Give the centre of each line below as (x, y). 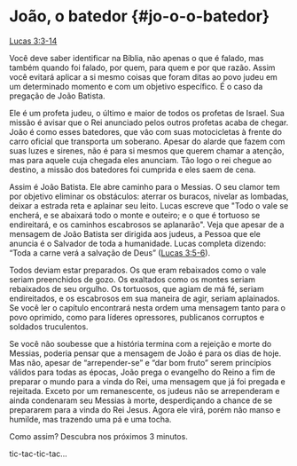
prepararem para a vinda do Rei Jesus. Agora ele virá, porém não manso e (145, 409)
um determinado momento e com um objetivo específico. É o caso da (136, 86)
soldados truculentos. (49, 327)
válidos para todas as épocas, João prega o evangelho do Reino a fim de (142, 372)
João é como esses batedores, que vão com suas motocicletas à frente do (145, 131)
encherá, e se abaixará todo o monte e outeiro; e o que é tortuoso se (135, 215)
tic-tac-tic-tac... (39, 454)
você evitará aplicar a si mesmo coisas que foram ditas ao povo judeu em (143, 76)
